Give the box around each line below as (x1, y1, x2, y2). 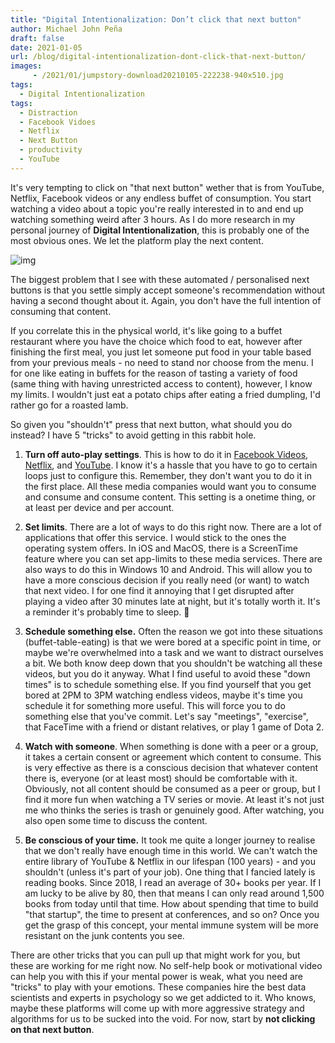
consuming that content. (10, 305, 112, 317)
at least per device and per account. (24, 501, 175, 513)
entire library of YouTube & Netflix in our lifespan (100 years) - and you (24, 855, 316, 867)
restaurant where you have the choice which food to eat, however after (10, 335, 303, 347)
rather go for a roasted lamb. (10, 399, 129, 411)
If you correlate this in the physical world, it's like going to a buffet (10, 324, 283, 336)
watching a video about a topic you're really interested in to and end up (10, 202, 304, 215)
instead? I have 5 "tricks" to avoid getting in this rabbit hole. (10, 429, 257, 441)
